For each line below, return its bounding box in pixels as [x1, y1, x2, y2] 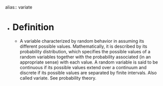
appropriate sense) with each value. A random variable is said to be [19, 59, 158, 65]
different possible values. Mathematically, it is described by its [19, 43, 148, 49]
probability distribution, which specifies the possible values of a [19, 48, 151, 54]
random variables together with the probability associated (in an [19, 54, 151, 60]
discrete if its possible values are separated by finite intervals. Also [19, 70, 157, 76]
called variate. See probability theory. [19, 75, 97, 81]
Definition [12, 22, 55, 33]
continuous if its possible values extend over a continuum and [19, 64, 147, 70]
